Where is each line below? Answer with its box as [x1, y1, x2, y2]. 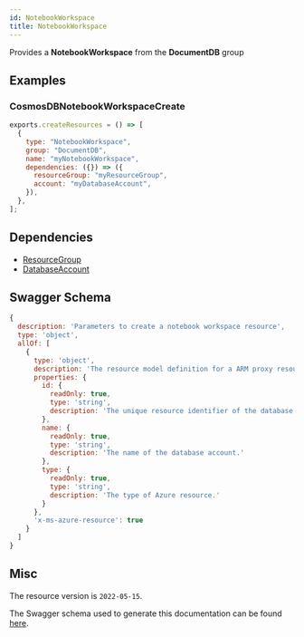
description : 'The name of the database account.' [49, 449, 245, 458]
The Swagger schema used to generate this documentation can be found [9, 608, 282, 619]
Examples [9, 72, 66, 88]
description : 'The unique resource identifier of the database [49, 407, 294, 416]
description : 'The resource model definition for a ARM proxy [33, 364, 273, 373]
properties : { [33, 372, 88, 381]
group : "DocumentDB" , [25, 146, 107, 155]
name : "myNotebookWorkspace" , [25, 154, 140, 163]
